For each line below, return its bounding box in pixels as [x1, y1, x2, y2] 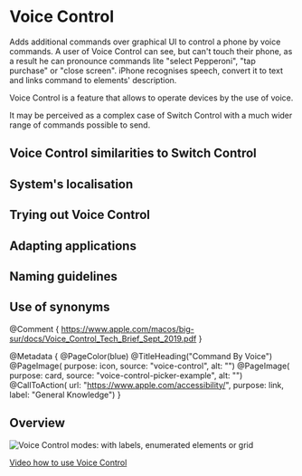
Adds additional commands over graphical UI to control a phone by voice [9, 36, 281, 47]
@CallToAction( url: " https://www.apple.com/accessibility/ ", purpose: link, [9, 379, 285, 390]
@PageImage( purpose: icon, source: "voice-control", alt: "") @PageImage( [9, 360, 290, 371]
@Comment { [9, 323, 60, 334]
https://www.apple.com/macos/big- [61, 323, 194, 334]
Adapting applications [9, 238, 137, 253]
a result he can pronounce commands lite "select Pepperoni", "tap [9, 55, 256, 66]
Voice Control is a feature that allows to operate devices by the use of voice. [9, 92, 294, 103]
